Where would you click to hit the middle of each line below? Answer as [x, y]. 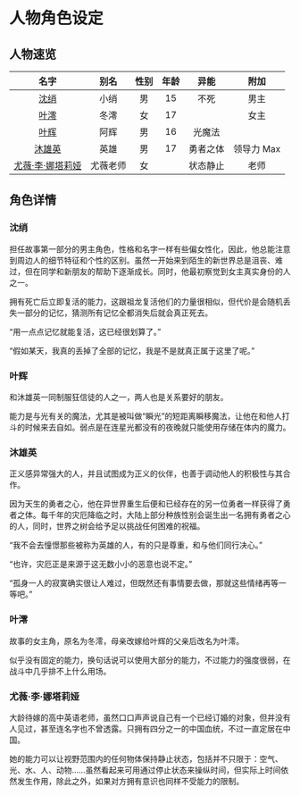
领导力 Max [257, 149]
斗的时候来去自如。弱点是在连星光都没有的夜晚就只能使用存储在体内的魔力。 [150, 427]
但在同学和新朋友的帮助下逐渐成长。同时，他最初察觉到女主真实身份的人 [158, 271]
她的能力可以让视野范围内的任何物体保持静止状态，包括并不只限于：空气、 [146, 758]
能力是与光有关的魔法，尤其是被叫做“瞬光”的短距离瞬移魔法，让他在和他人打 [150, 415]
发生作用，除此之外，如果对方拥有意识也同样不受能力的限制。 [130, 781]
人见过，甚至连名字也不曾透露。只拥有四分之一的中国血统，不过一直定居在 [146, 728]
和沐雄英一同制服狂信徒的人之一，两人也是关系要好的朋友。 [119, 397]
